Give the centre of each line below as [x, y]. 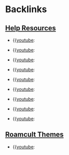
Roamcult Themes [34, 134]
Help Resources [31, 28]
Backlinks [26, 9]
